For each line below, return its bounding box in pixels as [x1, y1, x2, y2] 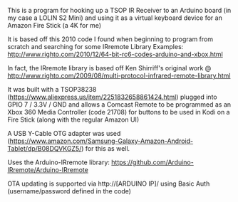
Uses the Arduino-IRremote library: [7, 158, 110, 166]
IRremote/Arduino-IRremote [7, 166, 89, 174]
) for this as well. [81, 144, 130, 152]
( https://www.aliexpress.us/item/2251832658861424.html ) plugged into [7, 92, 217, 101]
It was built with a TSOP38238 [7, 85, 97, 93]
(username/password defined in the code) [7, 187, 132, 195]
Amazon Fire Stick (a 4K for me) [7, 21, 102, 29]
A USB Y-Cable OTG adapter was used [7, 129, 121, 137]
